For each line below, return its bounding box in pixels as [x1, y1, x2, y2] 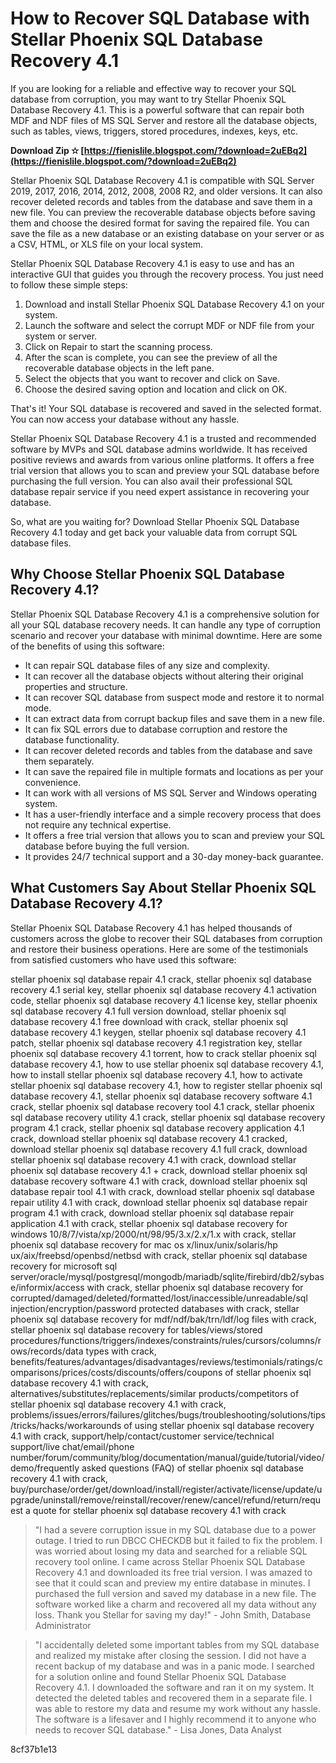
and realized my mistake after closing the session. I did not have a [34, 1649, 307, 1661]
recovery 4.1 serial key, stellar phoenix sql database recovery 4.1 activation [10, 983, 317, 996]
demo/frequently [10, 1462, 80, 1474]
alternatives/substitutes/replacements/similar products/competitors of [10, 1387, 300, 1399]
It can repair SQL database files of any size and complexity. [24, 659, 270, 671]
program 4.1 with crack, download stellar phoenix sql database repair [10, 1207, 295, 1219]
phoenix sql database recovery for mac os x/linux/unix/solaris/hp [10, 1238, 278, 1251]
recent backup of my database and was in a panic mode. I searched [34, 1660, 315, 1672]
